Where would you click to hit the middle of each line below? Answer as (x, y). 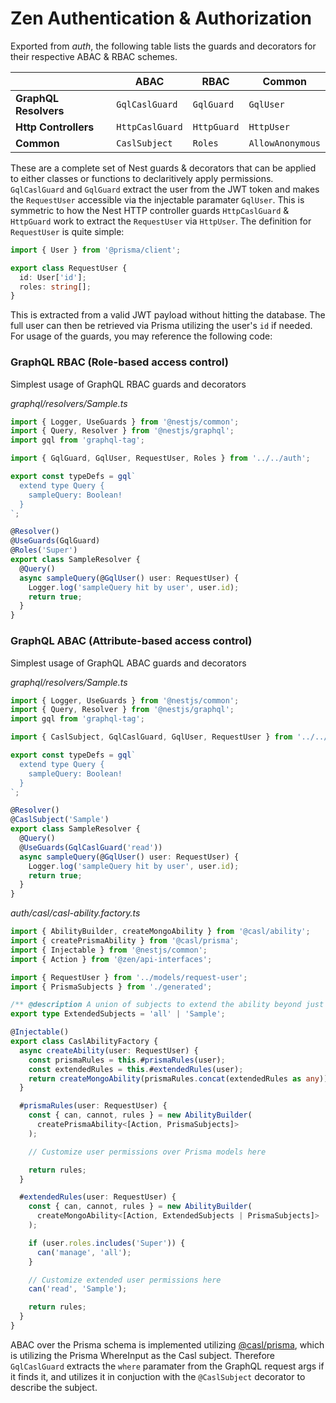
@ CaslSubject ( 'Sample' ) (60, 820)
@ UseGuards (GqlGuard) (55, 541)
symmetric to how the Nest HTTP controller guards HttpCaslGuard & (150, 210)
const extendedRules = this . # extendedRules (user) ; (136, 1069)
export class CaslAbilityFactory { (84, 1042)
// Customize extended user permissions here (125, 1280)
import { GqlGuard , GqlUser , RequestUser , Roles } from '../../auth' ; (160, 458)
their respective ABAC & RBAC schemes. (94, 56)
